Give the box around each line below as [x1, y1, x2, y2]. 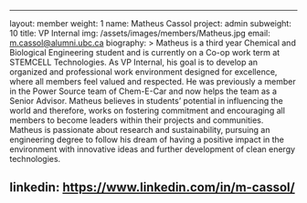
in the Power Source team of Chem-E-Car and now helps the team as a [9, 86, 277, 96]
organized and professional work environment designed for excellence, [9, 66, 278, 77]
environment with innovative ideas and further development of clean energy [9, 144, 295, 155]
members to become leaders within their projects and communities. [9, 115, 264, 126]
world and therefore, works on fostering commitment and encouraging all [9, 106, 286, 116]
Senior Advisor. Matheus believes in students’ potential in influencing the [9, 96, 283, 106]
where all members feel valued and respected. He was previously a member [9, 76, 296, 86]
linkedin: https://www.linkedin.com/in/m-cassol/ [9, 179, 295, 196]
